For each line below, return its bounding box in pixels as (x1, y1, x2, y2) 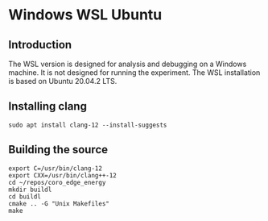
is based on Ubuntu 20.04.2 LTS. (8, 77, 118, 85)
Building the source (8, 143, 109, 156)
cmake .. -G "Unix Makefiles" (8, 199, 110, 207)
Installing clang (8, 99, 87, 114)
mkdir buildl (8, 186, 52, 194)
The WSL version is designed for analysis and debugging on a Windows (8, 59, 247, 69)
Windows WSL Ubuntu (8, 6, 163, 24)
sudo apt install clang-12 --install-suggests (8, 121, 167, 129)
